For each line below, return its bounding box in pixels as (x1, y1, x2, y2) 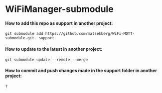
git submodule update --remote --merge (5, 57, 88, 62)
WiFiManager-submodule (5, 3, 114, 15)
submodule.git (5, 36, 35, 41)
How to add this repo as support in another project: (5, 20, 113, 26)
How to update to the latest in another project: (5, 46, 103, 52)
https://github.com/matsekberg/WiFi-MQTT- (45, 31, 135, 36)
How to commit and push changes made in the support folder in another (5, 68, 158, 74)
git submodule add (5, 31, 43, 36)
